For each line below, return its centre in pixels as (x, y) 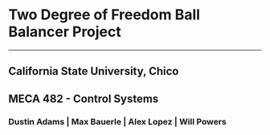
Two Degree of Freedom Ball (104, 15)
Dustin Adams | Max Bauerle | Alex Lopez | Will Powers (117, 121)
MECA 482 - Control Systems (84, 98)
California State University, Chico (94, 71)
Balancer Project (65, 32)
